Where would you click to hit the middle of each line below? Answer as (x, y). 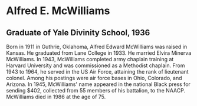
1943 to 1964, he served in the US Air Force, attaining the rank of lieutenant (97, 72)
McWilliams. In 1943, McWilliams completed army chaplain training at (90, 59)
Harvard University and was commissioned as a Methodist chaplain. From (96, 65)
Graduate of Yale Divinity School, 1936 (78, 33)
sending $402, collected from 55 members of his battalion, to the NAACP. (96, 90)
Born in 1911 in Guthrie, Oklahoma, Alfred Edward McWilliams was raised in (97, 47)
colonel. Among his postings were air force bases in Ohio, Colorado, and (94, 78)
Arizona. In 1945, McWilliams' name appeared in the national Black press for (98, 84)
